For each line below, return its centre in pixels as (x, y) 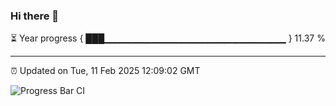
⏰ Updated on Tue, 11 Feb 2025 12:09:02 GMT (105, 71)
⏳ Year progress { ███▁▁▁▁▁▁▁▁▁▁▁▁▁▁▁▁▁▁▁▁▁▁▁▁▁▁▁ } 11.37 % (168, 38)
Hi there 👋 (35, 16)
